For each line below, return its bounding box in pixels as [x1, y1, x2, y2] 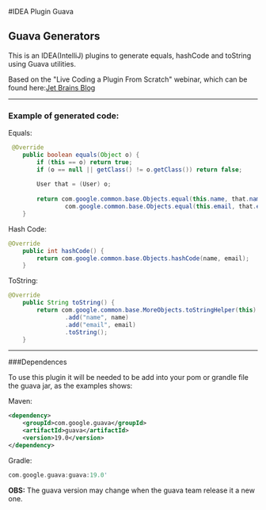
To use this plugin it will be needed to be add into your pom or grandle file [8, 373, 249, 382]
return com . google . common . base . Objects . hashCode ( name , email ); [36, 254, 249, 263]
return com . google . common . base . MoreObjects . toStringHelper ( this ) [36, 306, 257, 314]
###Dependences [8, 357, 67, 367]
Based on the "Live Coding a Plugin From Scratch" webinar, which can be [8, 75, 248, 84]
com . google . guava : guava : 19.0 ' [8, 471, 108, 479]
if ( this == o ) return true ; [36, 158, 133, 166]
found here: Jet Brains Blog [8, 82, 96, 92]
